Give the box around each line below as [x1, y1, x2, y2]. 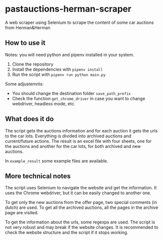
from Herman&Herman [5, 24, 51, 30]
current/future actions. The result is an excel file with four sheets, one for [5, 138, 152, 144]
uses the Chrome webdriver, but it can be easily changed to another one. [5, 190, 152, 196]
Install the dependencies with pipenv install [12, 66, 103, 72]
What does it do [5, 115, 54, 123]
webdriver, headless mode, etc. [12, 101, 75, 107]
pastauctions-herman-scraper [5, 3, 131, 15]
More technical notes [5, 172, 71, 180]
